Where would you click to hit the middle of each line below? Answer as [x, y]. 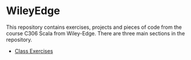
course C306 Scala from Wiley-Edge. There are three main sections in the [95, 33]
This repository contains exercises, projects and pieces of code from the [94, 27]
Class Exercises [34, 51]
